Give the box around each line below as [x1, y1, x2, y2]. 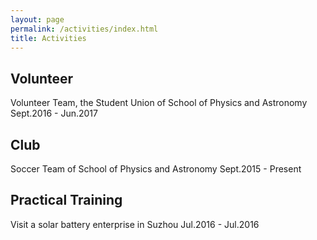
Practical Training [10, 192, 123, 209]
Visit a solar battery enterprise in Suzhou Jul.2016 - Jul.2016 [10, 218, 260, 230]
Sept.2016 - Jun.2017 [10, 107, 98, 120]
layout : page [10, 14, 65, 25]
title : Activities [10, 33, 87, 43]
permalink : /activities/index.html [10, 24, 159, 34]
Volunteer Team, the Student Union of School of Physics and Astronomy [10, 97, 308, 109]
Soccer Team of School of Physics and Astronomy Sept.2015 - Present [10, 163, 302, 175]
